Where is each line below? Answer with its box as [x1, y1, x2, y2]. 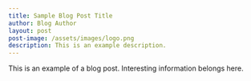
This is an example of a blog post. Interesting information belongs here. [8, 63, 244, 73]
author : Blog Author [8, 19, 78, 27]
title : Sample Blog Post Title [8, 11, 113, 20]
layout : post [8, 26, 52, 34]
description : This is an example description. [8, 42, 167, 50]
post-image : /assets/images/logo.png [8, 34, 135, 43]
